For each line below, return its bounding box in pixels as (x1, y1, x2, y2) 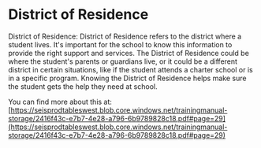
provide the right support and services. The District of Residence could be (8, 48, 250, 57)
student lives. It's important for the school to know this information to (8, 39, 233, 49)
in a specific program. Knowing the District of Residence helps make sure (8, 73, 247, 83)
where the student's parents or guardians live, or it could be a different (8, 57, 238, 66)
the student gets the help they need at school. (8, 81, 158, 91)
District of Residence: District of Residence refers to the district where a (8, 31, 242, 41)
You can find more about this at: (8, 97, 113, 106)
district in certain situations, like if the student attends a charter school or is (8, 65, 254, 74)
